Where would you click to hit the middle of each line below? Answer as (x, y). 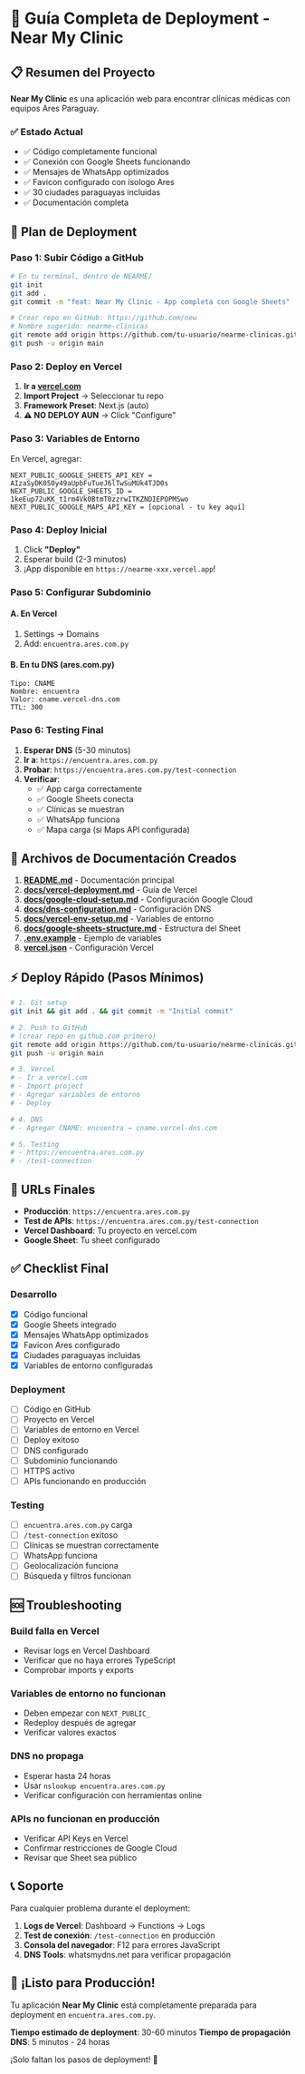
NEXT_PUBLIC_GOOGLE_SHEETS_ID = (71, 491)
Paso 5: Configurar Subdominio (81, 592)
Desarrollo (34, 1295)
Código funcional (56, 1314)
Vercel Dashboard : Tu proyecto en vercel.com (110, 1230)
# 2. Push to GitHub (49, 1027)
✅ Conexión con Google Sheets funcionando (107, 161)
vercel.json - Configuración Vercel (89, 948)
